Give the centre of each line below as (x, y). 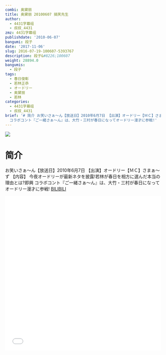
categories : (17, 102)
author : (13, 19)
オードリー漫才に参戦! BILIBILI (36, 189)
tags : (11, 74)
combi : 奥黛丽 (19, 10)
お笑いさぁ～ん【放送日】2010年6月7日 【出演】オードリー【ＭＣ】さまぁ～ (83, 170)
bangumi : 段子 (19, 42)
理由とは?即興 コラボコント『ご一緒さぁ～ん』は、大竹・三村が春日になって (83, 182)
